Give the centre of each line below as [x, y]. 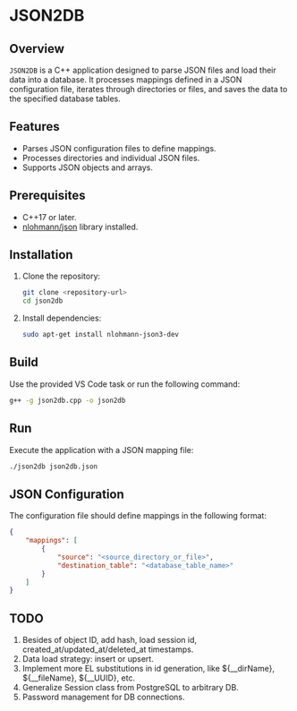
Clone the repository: [61, 276]
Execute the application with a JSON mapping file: [102, 450]
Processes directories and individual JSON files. [111, 158]
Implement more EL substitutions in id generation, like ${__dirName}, [148, 669]
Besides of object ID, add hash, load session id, [110, 640]
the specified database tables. [65, 99]
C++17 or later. [49, 217]
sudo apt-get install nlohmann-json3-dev [100, 335]
